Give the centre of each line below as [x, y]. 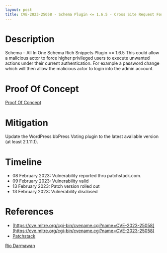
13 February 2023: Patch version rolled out [56, 186]
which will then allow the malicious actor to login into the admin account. [80, 69]
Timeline [24, 162]
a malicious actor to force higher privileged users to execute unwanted [78, 58]
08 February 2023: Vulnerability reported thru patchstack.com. [77, 176]
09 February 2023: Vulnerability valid [50, 181]
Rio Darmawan [20, 246]
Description [30, 39]
